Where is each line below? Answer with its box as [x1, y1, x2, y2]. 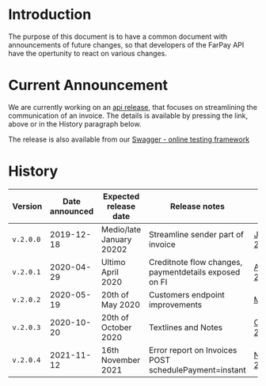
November [101, 354, 141, 365]
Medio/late [101, 224, 142, 235]
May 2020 [101, 299, 141, 310]
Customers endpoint [149, 289, 226, 300]
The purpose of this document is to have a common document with [8, 32, 228, 41]
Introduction [8, 6, 92, 24]
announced [50, 206, 94, 217]
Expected [102, 191, 140, 202]
